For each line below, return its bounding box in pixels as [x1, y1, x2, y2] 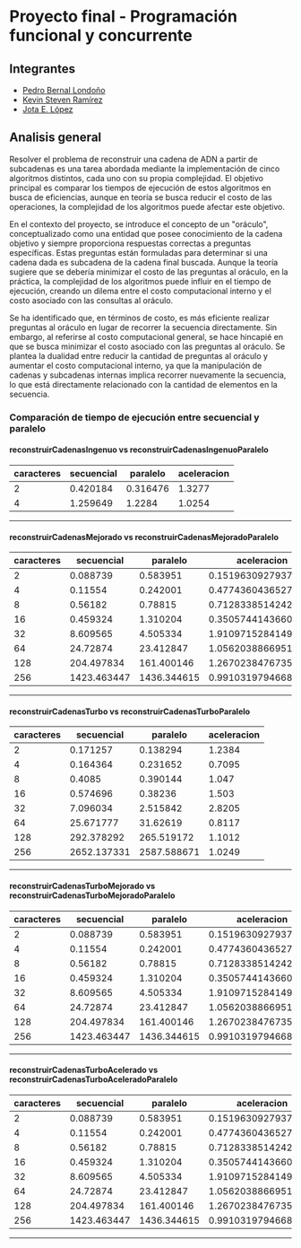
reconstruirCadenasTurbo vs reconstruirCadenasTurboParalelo [9, 706, 251, 717]
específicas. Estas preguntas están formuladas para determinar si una [9, 247, 269, 257]
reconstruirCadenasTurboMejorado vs [9, 880, 156, 891]
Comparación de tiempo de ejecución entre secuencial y [9, 411, 260, 423]
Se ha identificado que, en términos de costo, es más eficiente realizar [9, 312, 271, 323]
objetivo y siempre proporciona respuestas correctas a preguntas [9, 238, 252, 249]
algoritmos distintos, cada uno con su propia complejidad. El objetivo [9, 172, 264, 183]
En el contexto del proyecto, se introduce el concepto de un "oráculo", [9, 218, 269, 230]
